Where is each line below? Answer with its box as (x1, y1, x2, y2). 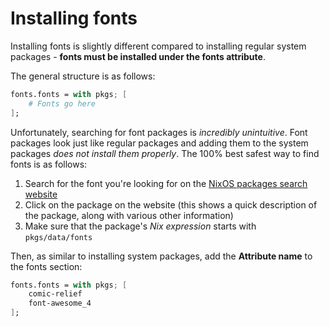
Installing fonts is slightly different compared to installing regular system (10, 40, 307, 52)
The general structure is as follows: (10, 70, 156, 82)
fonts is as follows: (10, 158, 88, 170)
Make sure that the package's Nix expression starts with (24, 220, 257, 232)
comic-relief (28, 289, 83, 299)
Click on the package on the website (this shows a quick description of (24, 198, 318, 211)
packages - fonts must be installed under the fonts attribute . (10, 50, 266, 62)
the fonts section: (10, 260, 83, 272)
